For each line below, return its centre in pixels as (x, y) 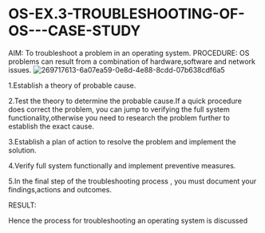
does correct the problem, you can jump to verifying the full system (119, 109)
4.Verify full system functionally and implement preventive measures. (122, 165)
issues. (20, 69)
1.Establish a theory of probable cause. (72, 85)
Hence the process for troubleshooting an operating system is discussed (128, 220)
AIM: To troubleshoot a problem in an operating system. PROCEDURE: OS (129, 53)
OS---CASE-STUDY (75, 31)
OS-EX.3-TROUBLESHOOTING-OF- (127, 14)
